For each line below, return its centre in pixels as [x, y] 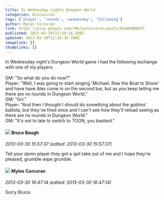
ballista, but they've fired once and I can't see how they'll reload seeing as [82, 110]
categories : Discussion [30, 15]
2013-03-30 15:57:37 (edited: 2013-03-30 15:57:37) [59, 144]
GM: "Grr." [16, 99]
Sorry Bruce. [18, 192]
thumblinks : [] [21, 47]
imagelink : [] [20, 43]
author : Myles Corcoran [30, 24]
